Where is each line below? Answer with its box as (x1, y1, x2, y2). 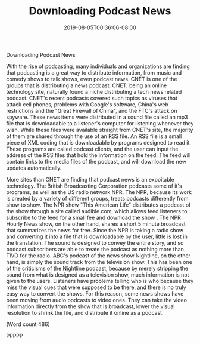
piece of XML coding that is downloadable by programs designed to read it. (6, 139, 192, 146)
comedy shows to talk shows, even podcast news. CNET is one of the (6, 75, 177, 82)
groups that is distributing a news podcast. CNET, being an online (6, 82, 167, 89)
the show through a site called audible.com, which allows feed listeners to (6, 207, 187, 214)
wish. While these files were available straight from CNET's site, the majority (6, 126, 193, 133)
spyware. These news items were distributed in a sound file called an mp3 (6, 113, 189, 121)
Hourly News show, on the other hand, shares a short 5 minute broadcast (6, 220, 186, 228)
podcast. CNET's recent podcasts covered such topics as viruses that (6, 94, 177, 102)
